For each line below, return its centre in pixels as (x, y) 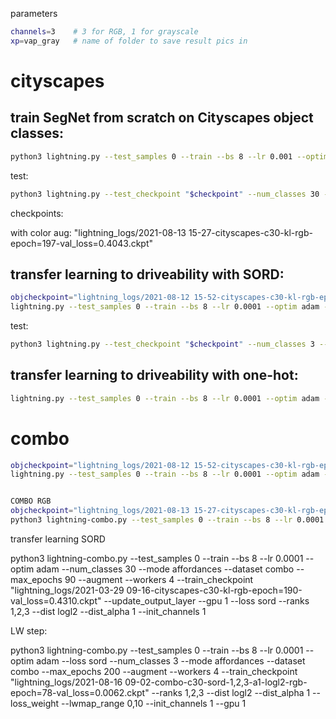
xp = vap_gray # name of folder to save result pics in (129, 41)
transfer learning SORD (58, 539)
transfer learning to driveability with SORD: (147, 274)
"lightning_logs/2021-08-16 (66, 682)
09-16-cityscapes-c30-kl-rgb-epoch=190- (214, 590)
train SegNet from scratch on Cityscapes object (162, 118)
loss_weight (35, 703)
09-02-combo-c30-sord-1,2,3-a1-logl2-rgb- (216, 682)
